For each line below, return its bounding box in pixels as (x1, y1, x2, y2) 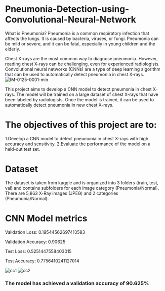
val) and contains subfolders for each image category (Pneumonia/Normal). (5, 185, 159, 191)
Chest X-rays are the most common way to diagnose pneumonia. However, (5, 55, 158, 61)
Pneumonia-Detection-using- (5, 3, 129, 15)
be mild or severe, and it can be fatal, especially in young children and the (5, 41, 156, 46)
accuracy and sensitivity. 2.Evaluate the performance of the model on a (5, 141, 151, 147)
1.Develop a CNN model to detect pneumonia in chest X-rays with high (5, 135, 149, 141)
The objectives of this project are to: (5, 120, 157, 130)
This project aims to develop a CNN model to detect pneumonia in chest (5, 86, 152, 92)
